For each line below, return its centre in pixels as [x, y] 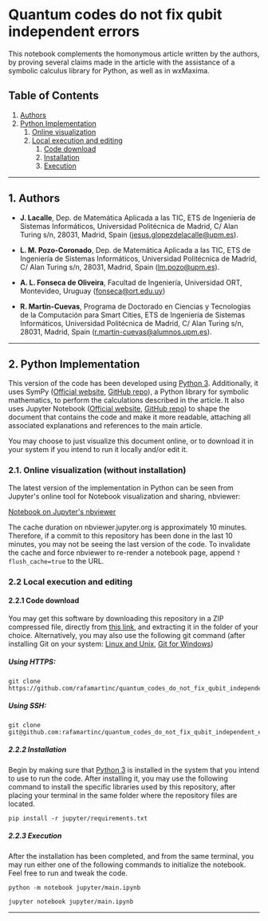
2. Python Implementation [74, 364]
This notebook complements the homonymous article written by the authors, [134, 53]
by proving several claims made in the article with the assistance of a [122, 62]
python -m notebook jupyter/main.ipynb [75, 888]
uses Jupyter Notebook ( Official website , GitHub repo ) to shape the [119, 409]
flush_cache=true [37, 561]
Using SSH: [28, 706]
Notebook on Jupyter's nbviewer [62, 511]
